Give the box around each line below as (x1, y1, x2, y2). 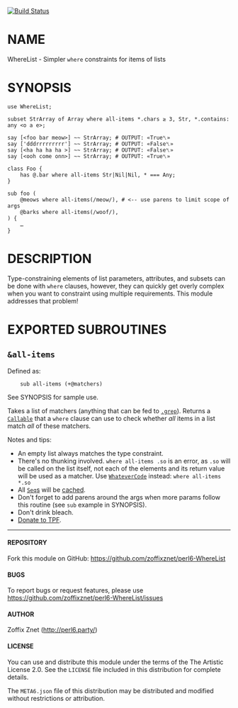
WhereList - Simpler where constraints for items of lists (7, 55, 166, 63)
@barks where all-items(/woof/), (20, 208, 119, 215)
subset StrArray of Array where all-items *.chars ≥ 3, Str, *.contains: (7, 116, 230, 123)
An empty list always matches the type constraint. (17, 449, 164, 457)
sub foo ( (7, 190, 37, 197)
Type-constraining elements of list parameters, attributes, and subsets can (7, 274, 225, 283)
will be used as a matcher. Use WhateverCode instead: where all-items (17, 471, 222, 480)
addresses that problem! (7, 296, 79, 305)
